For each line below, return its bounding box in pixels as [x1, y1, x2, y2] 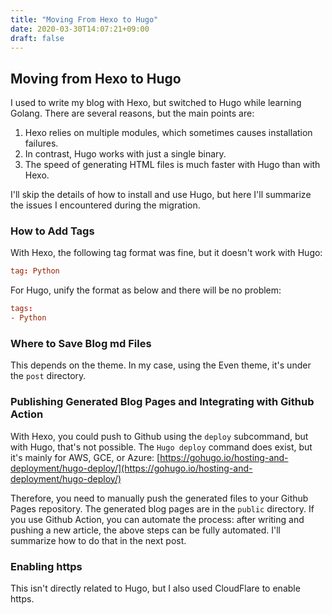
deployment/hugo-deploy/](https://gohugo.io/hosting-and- [10, 462, 253, 474]
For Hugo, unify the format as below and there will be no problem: [10, 284, 282, 296]
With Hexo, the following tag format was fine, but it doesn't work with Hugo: [10, 247, 323, 259]
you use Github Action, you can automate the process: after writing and [10, 513, 305, 525]
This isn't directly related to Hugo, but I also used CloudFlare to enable [10, 582, 301, 594]
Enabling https [10, 559, 83, 573]
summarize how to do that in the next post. [10, 534, 187, 546]
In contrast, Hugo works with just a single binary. [24, 148, 227, 160]
